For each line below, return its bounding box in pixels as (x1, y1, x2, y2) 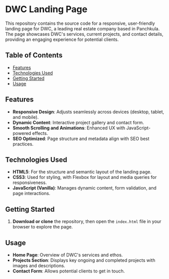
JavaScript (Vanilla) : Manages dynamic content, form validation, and (12, 185, 157, 191)
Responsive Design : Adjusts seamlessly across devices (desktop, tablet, (12, 109, 164, 115)
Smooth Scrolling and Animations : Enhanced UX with (12, 125, 125, 131)
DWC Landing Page (5, 4, 88, 15)
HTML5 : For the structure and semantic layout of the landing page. (12, 169, 152, 175)
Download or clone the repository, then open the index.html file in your (12, 218, 161, 224)
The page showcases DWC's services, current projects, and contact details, (5, 31, 163, 37)
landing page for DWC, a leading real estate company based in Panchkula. (5, 25, 160, 31)
